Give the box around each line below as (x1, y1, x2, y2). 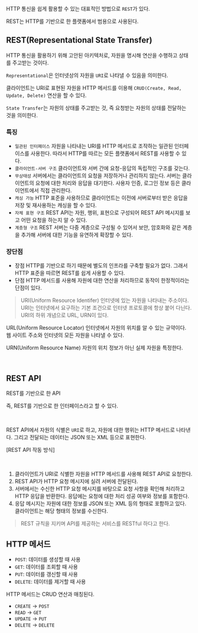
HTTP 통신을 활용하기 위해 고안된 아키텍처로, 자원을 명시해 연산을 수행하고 (6, 52, 178, 59)
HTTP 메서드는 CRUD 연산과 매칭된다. (6, 591, 95, 598)
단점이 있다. (14, 284, 43, 291)
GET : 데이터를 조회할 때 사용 (14, 563, 78, 570)
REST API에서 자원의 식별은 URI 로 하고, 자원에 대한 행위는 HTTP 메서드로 (6, 426, 176, 433)
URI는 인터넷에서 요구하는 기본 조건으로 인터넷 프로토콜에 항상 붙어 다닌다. (20, 304, 192, 311)
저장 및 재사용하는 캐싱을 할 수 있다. (14, 202, 97, 209)
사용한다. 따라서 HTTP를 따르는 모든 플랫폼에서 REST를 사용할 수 (30, 150, 180, 157)
